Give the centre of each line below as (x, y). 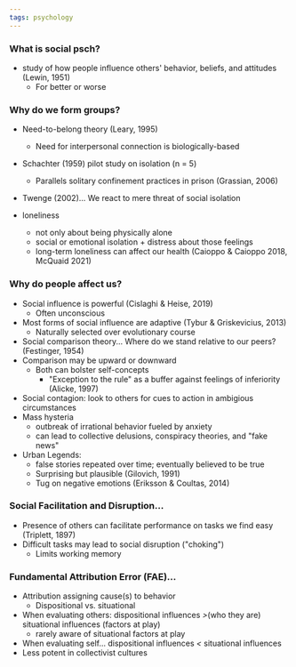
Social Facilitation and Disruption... (87, 506)
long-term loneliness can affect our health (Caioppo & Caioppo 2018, (161, 252)
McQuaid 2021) (63, 261)
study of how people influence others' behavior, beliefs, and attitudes (149, 68)
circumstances (49, 407)
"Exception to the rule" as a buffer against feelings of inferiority (164, 379)
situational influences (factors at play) (91, 624)
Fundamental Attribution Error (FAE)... (93, 576)
